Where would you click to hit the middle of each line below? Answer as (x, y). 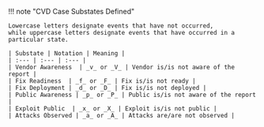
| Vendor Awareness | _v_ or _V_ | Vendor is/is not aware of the (122, 67)
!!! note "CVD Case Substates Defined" (72, 11)
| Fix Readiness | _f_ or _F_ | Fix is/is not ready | (102, 81)
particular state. (38, 39)
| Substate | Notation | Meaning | (67, 54)
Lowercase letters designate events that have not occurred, (111, 26)
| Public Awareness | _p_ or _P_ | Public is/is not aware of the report (132, 95)
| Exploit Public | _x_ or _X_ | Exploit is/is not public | (113, 109)
